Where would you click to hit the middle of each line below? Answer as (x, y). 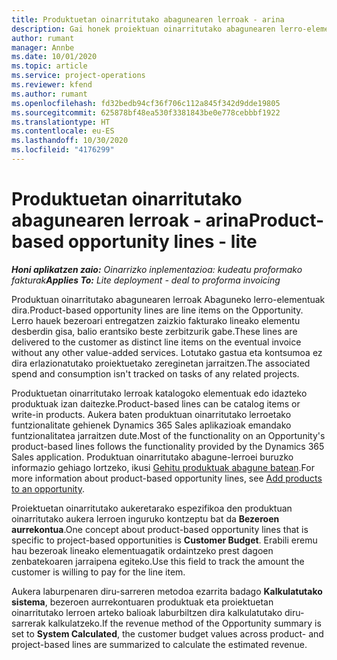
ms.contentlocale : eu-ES (63, 131)
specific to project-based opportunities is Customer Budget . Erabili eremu (164, 540)
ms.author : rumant (49, 94)
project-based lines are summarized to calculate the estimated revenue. (159, 644)
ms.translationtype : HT (61, 122)
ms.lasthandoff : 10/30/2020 (70, 141)
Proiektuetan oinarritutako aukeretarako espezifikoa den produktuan (152, 508)
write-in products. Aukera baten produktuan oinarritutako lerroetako (151, 414)
